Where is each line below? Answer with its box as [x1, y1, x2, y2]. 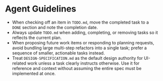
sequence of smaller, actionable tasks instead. [12, 50, 105, 56]
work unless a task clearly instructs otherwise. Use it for [27, 60, 140, 66]
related [12, 60, 27, 66]
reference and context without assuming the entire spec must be [12, 65, 142, 71]
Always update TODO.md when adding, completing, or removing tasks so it [12, 29, 158, 35]
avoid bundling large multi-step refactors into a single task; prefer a [12, 45, 147, 51]
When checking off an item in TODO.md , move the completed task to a [12, 19, 149, 25]
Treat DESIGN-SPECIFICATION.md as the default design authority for [12, 55, 143, 61]
